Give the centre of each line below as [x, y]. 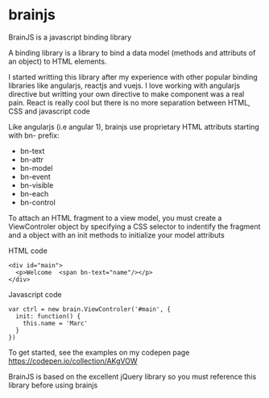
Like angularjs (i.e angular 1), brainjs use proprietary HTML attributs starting [134, 126]
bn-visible [37, 185]
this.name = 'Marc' [56, 323]
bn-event [35, 176]
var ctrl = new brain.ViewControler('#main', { [90, 309]
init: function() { [48, 316]
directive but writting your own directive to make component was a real [126, 93]
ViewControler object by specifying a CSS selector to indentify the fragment [134, 226]
